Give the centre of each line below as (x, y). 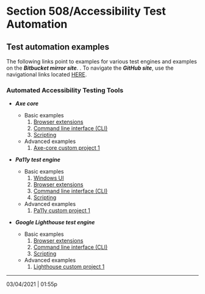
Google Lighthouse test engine (55, 222)
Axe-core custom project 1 (67, 148)
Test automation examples (58, 47)
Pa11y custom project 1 (62, 211)
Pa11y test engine (38, 160)
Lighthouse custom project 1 (69, 266)
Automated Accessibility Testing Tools (65, 90)
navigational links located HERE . (47, 74)
